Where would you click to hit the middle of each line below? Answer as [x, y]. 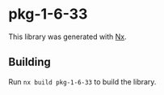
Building [29, 62]
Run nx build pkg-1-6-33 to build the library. [82, 81]
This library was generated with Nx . [67, 37]
